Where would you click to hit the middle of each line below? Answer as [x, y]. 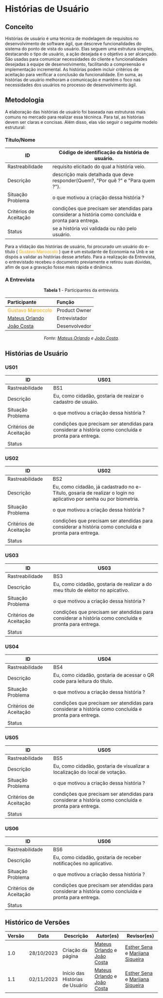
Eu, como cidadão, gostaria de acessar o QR [104, 675]
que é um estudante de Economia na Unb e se [108, 252]
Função [65, 302]
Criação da [75, 950]
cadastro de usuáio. [76, 402]
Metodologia [25, 100]
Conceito [19, 27]
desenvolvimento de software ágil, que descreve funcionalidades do [73, 44]
